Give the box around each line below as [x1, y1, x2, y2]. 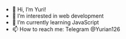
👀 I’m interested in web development [12, 12, 104, 19]
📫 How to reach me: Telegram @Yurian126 [12, 26, 121, 33]
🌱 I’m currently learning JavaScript [12, 19, 99, 26]
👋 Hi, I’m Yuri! [12, 6, 47, 13]
